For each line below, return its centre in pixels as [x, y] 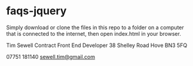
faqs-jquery [36, 11]
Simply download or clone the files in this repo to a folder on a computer [95, 27]
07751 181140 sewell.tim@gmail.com [51, 56]
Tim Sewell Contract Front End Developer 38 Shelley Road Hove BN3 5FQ [97, 45]
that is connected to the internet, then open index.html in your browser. [94, 33]
